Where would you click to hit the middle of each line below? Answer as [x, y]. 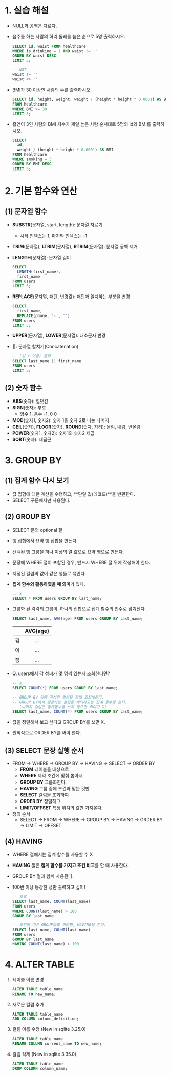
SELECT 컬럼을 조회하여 [44, 795]
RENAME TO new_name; [34, 994]
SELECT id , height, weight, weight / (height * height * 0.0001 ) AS [87, 100]
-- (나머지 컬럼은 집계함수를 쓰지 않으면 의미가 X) [59, 707]
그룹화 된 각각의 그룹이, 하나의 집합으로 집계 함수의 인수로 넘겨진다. [79, 609]
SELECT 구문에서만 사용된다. [41, 500]
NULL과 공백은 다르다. [35, 26]
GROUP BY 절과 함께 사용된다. [43, 876]
